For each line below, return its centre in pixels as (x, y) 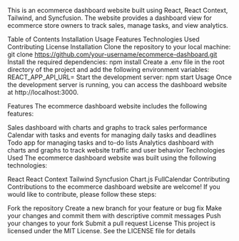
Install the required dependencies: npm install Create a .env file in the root (116, 62)
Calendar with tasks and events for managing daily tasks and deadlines (112, 135)
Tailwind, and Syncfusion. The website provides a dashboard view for (110, 18)
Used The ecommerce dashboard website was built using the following (112, 158)
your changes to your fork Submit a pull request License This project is (112, 223)
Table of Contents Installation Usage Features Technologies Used (103, 39)
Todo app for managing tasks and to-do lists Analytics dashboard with (111, 143)
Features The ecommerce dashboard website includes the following (107, 106)
